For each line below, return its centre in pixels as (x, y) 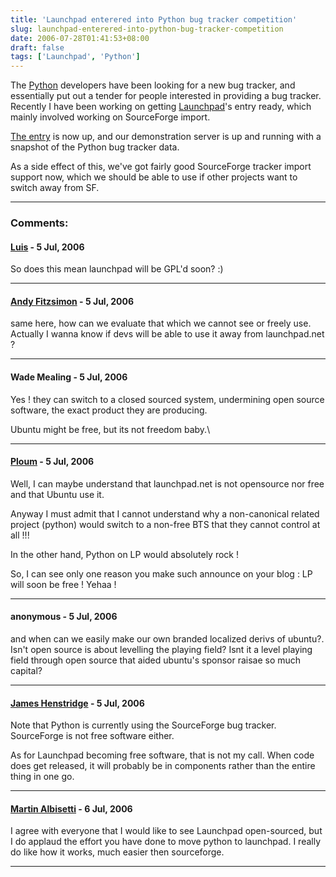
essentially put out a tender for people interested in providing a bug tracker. (166, 96)
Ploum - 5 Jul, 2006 (52, 462)
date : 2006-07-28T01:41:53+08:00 (80, 38)
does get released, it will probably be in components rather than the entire (163, 766)
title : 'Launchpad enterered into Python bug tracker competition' (154, 19)
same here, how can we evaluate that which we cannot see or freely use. (161, 323)
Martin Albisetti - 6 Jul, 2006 (71, 808)
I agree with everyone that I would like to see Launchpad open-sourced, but (166, 831)
